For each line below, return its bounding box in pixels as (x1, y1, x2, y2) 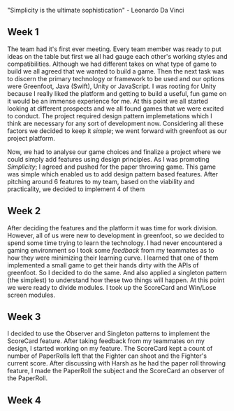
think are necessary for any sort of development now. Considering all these (7, 119, 224, 127)
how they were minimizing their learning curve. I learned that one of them (7, 253, 219, 262)
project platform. (7, 134, 56, 142)
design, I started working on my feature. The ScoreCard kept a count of (7, 344, 213, 353)
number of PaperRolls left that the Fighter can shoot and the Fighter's (7, 351, 207, 360)
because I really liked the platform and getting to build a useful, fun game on (7, 89, 227, 97)
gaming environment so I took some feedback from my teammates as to (7, 246, 214, 254)
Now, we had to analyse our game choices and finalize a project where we (7, 147, 221, 156)
